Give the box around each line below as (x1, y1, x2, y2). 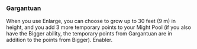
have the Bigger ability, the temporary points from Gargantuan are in (6, 30, 173, 37)
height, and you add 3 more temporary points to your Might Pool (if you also (6, 24, 191, 31)
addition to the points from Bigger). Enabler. (6, 37, 113, 44)
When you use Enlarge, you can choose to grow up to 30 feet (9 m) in (6, 18, 176, 25)
